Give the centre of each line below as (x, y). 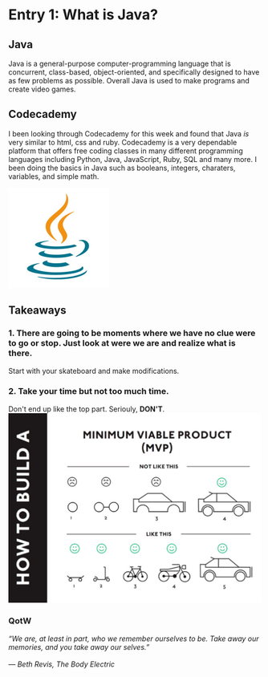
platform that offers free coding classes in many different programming (126, 151)
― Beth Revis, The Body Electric (61, 664)
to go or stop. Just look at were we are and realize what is (122, 343)
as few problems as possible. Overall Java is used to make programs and (129, 81)
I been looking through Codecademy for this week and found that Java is (129, 133)
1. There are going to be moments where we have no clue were (132, 333)
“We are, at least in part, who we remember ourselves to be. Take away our (134, 638)
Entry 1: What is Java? (83, 15)
